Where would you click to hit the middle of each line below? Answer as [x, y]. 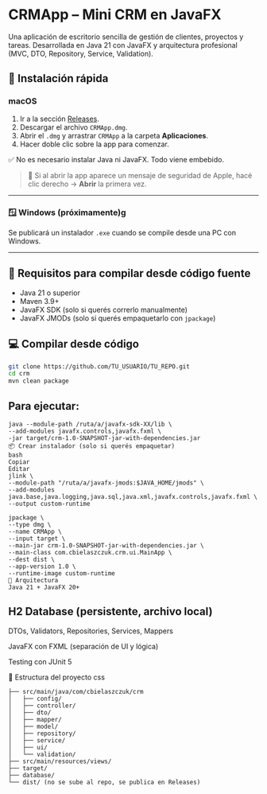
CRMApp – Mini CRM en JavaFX [115, 15]
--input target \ [37, 539]
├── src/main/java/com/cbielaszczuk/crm [76, 691]
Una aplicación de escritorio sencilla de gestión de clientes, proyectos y [126, 37]
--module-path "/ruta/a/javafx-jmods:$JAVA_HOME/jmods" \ [106, 483]
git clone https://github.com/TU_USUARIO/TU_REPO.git [99, 366]
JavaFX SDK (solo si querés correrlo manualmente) [104, 309]
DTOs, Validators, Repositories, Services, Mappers [91, 631]
